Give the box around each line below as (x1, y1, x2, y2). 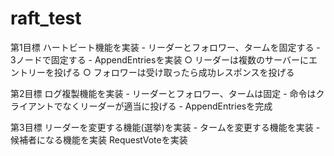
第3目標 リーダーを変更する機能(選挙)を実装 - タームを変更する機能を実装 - (10, 121, 321, 133)
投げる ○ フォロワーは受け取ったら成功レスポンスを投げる (53, 66, 295, 78)
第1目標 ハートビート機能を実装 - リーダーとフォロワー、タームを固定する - (10, 41, 321, 53)
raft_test (10, 7, 82, 30)
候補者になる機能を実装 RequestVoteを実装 (10, 133, 188, 146)
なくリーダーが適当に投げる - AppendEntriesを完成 (62, 100, 273, 112)
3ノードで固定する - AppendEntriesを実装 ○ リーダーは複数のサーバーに (10, 53, 309, 66)
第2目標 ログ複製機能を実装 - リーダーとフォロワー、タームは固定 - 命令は (10, 87, 317, 99)
